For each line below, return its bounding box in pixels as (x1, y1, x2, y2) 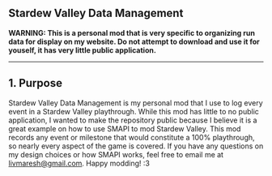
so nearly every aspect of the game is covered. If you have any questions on (8, 141, 264, 151)
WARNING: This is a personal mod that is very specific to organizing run (8, 28, 255, 37)
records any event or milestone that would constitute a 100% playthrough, (8, 132, 255, 142)
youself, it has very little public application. (8, 45, 156, 55)
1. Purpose (8, 76, 63, 90)
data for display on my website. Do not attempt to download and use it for (8, 36, 261, 46)
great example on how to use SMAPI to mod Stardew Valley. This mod (8, 123, 241, 133)
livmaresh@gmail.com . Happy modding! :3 (8, 158, 150, 168)
